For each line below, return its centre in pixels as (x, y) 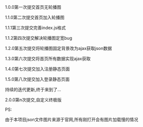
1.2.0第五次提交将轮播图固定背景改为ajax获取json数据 (58, 48)
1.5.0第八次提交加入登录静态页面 (37, 79)
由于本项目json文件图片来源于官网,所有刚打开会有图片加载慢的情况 (72, 119)
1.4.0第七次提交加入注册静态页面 (37, 69)
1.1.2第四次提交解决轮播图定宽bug (39, 38)
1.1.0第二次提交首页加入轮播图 (35, 17)
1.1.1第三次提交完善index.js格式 (36, 28)
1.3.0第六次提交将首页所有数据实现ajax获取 (48, 59)
